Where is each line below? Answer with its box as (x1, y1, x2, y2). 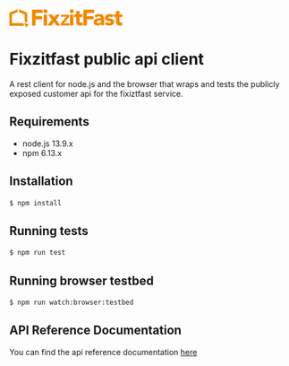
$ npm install (9, 198, 63, 207)
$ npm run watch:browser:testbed (9, 298, 134, 307)
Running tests (9, 223, 89, 239)
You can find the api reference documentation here (9, 346, 198, 357)
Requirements (9, 114, 89, 129)
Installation (9, 174, 73, 189)
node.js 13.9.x (21, 138, 73, 149)
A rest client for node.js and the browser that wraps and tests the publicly (9, 78, 280, 89)
